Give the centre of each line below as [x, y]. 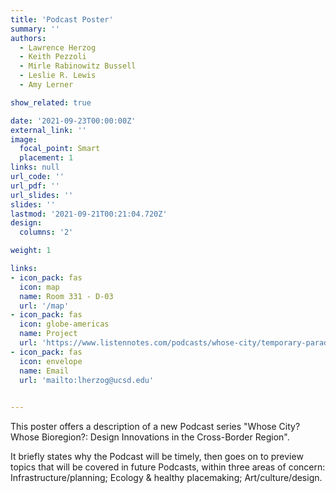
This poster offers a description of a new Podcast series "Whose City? [155, 427]
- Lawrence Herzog [58, 47]
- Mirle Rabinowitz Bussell [78, 66]
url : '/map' [44, 306]
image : [24, 139]
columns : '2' [46, 232]
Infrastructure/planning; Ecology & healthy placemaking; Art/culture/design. [166, 478]
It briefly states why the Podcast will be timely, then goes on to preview [157, 457]
